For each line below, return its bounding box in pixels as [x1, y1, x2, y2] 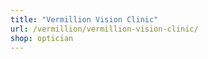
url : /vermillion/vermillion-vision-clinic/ [10, 24, 199, 34]
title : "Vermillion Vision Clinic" [10, 14, 159, 25]
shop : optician [10, 33, 74, 43]
